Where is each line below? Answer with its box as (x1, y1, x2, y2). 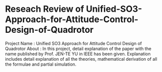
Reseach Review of (5, 3, 84, 15)
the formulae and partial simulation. (5, 61, 77, 67)
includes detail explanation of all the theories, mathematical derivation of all (5, 56, 158, 62)
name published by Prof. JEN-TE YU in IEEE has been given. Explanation (5, 50, 151, 57)
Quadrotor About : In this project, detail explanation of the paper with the (5, 46, 152, 51)
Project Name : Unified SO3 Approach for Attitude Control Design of (5, 40, 142, 46)
